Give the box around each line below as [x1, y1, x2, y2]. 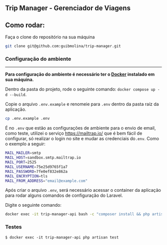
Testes [5, 224, 22, 231]
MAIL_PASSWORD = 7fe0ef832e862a [5, 169, 68, 174]
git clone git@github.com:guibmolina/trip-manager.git [5, 44, 121, 49]
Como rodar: [5, 21, 45, 29]
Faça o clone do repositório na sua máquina [5, 34, 95, 40]
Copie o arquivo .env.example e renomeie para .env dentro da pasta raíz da [5, 101, 159, 107]
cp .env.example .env [5, 116, 50, 121]
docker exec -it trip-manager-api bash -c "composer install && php [5, 212, 150, 217]
